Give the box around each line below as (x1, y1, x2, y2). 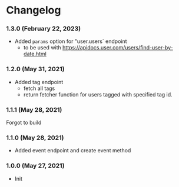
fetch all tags (23, 85, 55, 92)
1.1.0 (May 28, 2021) (6, 133, 64, 142)
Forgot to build (6, 119, 42, 126)
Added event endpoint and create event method (14, 147, 131, 154)
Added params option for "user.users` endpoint (14, 38, 128, 45)
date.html (23, 51, 47, 58)
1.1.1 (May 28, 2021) (6, 105, 62, 113)
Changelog (6, 4, 61, 17)
